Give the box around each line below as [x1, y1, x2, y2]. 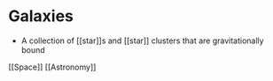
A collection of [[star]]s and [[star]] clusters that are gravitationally [20, 35, 264, 46]
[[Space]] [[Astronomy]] [8, 62, 97, 72]
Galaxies [8, 6, 74, 26]
